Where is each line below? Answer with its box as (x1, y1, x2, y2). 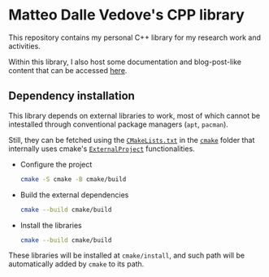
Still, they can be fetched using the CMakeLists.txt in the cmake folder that (8, 135, 255, 145)
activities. (8, 41, 41, 50)
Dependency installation (8, 89, 136, 103)
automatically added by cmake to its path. (8, 259, 145, 269)
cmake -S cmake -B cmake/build (20, 175, 127, 184)
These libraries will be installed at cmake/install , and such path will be (8, 250, 245, 261)
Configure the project (20, 159, 93, 169)
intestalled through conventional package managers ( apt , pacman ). (8, 119, 229, 129)
